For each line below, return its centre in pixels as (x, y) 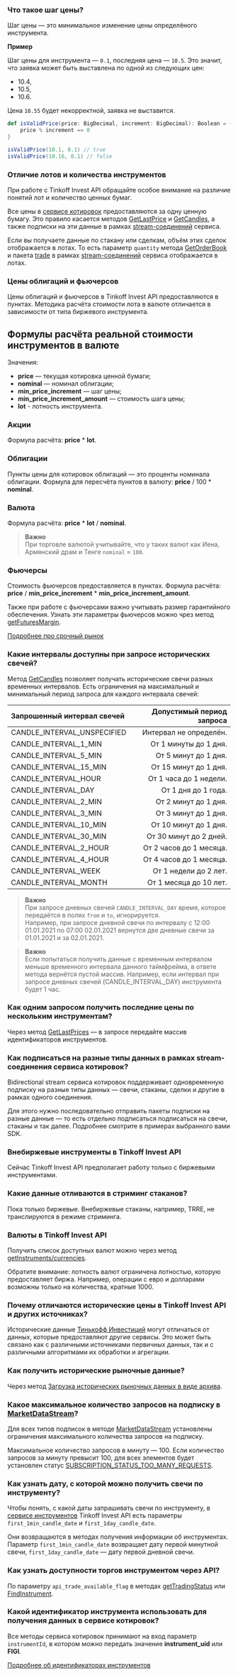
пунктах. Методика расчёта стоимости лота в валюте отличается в (109, 304)
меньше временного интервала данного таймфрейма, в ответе (120, 966)
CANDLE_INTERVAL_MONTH (59, 882)
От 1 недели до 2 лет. (190, 870)
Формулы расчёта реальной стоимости (100, 334)
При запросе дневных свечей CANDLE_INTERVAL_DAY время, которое (125, 907)
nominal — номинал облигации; (66, 384)
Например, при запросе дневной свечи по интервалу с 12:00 (117, 922)
